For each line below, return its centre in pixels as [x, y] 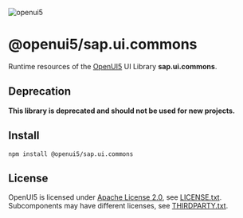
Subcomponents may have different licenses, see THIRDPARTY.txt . [118, 206]
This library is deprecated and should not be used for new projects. [122, 111]
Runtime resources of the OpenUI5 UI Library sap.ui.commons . [113, 66]
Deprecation [40, 91]
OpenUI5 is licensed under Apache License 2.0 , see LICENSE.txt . [115, 197]
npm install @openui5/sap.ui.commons [71, 154]
